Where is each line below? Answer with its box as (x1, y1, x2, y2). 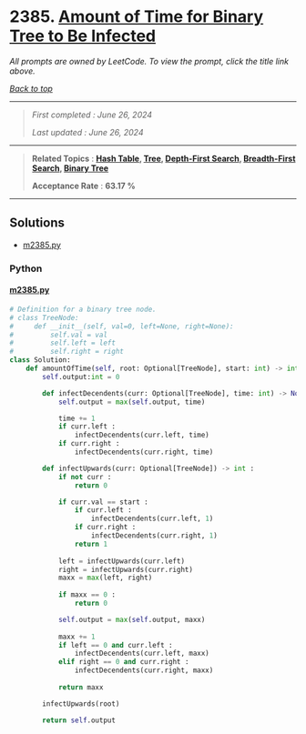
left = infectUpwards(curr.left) (57, 557, 185, 566)
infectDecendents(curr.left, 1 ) (90, 514, 214, 524)
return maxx (57, 682, 104, 692)
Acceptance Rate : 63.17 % (31, 180, 136, 191)
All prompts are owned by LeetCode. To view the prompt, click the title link (9, 55, 290, 66)
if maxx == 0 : (57, 590, 117, 599)
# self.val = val (9, 330, 107, 339)
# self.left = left (9, 338, 117, 347)
